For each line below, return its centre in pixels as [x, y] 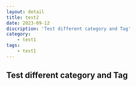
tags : [13, 46]
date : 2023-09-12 [28, 23]
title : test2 [23, 17]
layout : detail [25, 12]
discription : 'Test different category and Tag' [69, 29]
